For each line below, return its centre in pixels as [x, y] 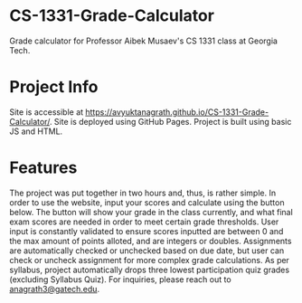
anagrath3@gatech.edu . [55, 289]
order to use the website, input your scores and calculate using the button [147, 202]
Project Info [54, 87]
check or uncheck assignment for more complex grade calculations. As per [149, 260]
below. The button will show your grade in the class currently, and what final [151, 212]
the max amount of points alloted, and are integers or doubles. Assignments [151, 241]
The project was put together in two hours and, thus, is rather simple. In [143, 193]
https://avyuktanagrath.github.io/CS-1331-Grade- [177, 112]
